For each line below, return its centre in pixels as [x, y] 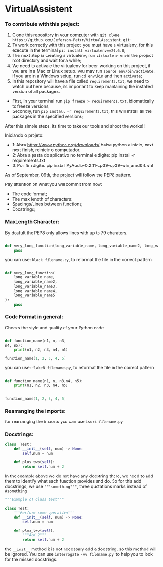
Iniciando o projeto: [24, 135]
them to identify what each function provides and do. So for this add [73, 481]
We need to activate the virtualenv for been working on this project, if [81, 66]
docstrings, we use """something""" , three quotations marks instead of [76, 486]
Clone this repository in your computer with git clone [66, 35]
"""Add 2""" [35, 535]
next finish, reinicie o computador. [46, 150]
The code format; [29, 194]
